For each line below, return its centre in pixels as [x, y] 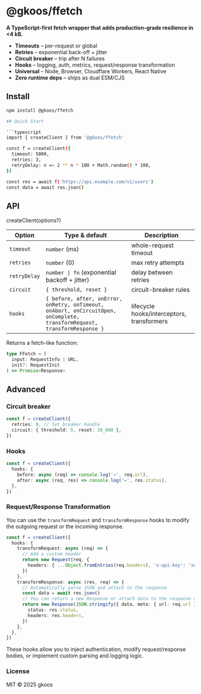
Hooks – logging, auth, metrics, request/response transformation [95, 65]
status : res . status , [53, 610]
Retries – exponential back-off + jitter [61, 52]
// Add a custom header [52, 554]
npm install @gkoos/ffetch [40, 110]
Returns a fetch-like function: [42, 343]
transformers [150, 321]
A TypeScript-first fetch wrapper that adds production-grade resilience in [100, 28]
